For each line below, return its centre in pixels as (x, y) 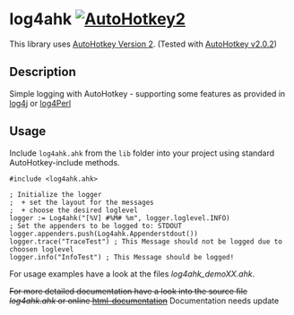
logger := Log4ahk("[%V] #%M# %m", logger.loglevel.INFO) (120, 218)
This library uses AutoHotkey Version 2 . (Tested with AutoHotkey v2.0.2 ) (143, 44)
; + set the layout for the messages (82, 202)
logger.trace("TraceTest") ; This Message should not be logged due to (146, 242)
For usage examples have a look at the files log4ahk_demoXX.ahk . (132, 274)
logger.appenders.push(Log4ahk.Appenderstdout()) (104, 234)
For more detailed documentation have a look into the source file (129, 291)
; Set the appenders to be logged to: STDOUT (95, 226)
